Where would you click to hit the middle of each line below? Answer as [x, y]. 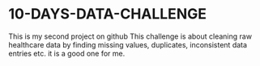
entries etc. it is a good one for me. [67, 53]
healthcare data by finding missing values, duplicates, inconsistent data [128, 44]
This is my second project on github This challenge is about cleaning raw [130, 36]
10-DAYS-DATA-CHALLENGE [107, 14]
